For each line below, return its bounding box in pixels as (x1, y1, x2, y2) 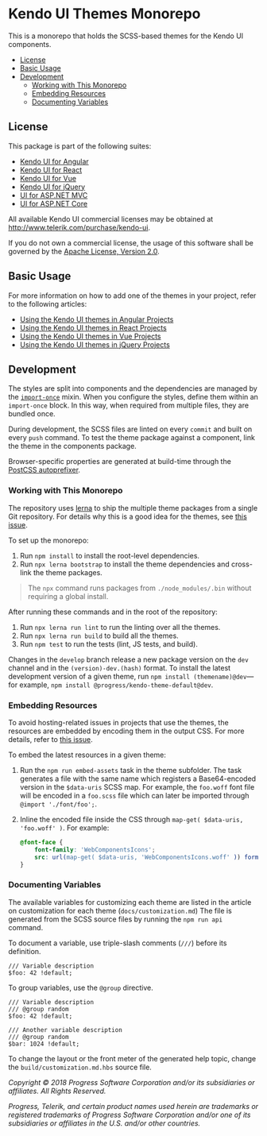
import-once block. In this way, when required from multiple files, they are (8, 400, 249, 410)
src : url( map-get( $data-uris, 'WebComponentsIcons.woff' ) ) (34, 853, 241, 861)
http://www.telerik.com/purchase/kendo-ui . (8, 222, 151, 232)
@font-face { (19, 838, 64, 846)
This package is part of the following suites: (8, 141, 152, 151)
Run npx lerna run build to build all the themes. (19, 631, 179, 640)
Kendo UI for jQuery (19, 182, 86, 191)
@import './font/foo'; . (19, 799, 98, 809)
